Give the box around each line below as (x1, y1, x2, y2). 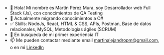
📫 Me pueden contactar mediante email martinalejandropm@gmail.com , (9, 37, 160, 43)
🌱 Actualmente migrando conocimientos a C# (9, 15, 104, 21)
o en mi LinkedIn (9, 44, 44, 50)
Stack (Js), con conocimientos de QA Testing (9, 10, 103, 16)
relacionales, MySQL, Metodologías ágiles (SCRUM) (9, 26, 117, 32)
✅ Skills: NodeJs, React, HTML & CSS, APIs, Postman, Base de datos (9, 20, 152, 26)
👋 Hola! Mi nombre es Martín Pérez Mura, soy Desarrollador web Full (9, 5, 151, 10)
